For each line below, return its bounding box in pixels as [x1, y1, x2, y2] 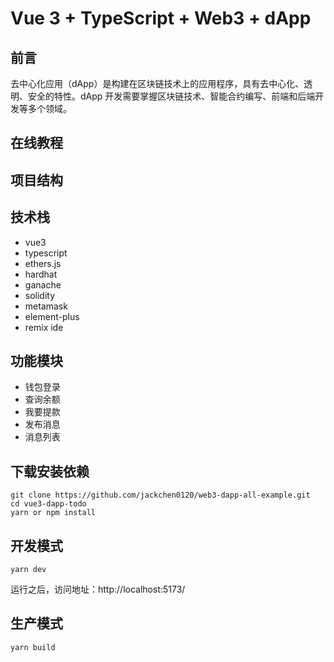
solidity [24, 289, 56, 301]
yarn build [10, 642, 56, 652]
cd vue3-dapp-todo [10, 499, 87, 509]
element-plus [24, 310, 80, 322]
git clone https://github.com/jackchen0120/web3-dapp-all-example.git [10, 490, 311, 501]
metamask [24, 300, 68, 312]
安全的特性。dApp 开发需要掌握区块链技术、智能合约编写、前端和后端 [27, 90, 316, 102]
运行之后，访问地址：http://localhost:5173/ [10, 583, 186, 596]
